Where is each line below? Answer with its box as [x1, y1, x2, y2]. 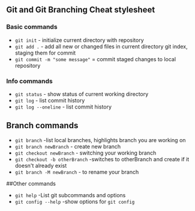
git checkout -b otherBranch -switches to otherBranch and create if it [14, 155, 190, 162]
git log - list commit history [14, 97, 85, 104]
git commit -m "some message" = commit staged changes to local [14, 55, 176, 62]
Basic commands [6, 23, 58, 31]
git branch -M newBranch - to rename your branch [14, 168, 139, 176]
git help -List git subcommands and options [14, 191, 126, 198]
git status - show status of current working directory [14, 90, 149, 98]
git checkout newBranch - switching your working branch [14, 149, 157, 156]
